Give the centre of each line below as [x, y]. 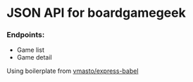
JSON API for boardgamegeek [96, 13]
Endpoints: [26, 35]
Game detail [34, 57]
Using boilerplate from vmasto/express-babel [73, 71]
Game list [31, 50]
